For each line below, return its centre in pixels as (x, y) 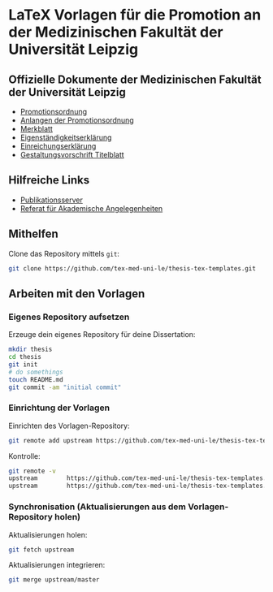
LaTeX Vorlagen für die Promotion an (135, 15)
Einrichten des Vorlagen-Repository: (69, 426)
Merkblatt (36, 129)
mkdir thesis (30, 350)
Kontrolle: (24, 456)
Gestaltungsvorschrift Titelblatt (72, 155)
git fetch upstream (41, 550)
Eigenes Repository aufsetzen (69, 317)
